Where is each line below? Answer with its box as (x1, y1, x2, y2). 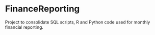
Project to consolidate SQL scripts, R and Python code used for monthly (5, 19, 151, 25)
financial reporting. (5, 24, 44, 30)
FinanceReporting (5, 3, 80, 14)
